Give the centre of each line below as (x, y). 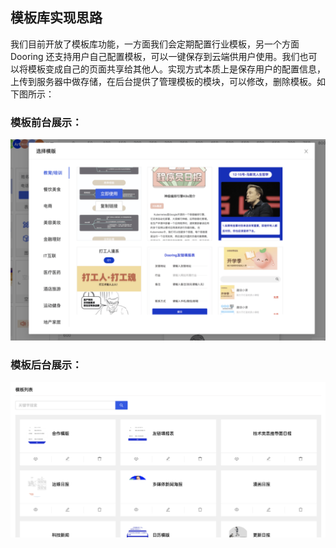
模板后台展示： (46, 365)
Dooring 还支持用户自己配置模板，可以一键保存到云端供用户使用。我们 (155, 56)
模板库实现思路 (56, 18)
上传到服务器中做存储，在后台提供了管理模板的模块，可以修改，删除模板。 (163, 81)
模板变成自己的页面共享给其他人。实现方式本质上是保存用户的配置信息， (176, 69)
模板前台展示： (46, 122)
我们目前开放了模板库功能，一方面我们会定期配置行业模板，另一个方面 (155, 44)
